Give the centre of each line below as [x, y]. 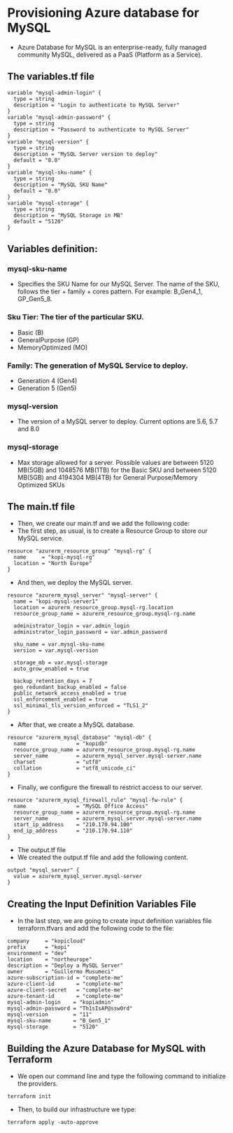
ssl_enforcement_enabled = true [61, 700]
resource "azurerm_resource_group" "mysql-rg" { [79, 551]
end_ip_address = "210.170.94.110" [73, 831]
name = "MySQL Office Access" [81, 807]
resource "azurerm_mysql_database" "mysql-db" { [79, 738]
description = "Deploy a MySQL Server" [65, 966]
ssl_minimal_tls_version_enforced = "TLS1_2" [81, 706]
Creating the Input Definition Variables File [102, 904]
